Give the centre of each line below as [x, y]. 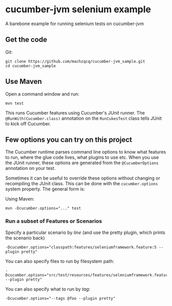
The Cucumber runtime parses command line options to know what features [86, 152]
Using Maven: [20, 199]
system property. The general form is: [45, 189]
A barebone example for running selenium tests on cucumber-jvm [75, 24]
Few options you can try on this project [69, 139]
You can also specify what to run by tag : [48, 289]
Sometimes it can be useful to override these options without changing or [83, 178]
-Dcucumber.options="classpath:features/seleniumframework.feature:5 [81, 247]
